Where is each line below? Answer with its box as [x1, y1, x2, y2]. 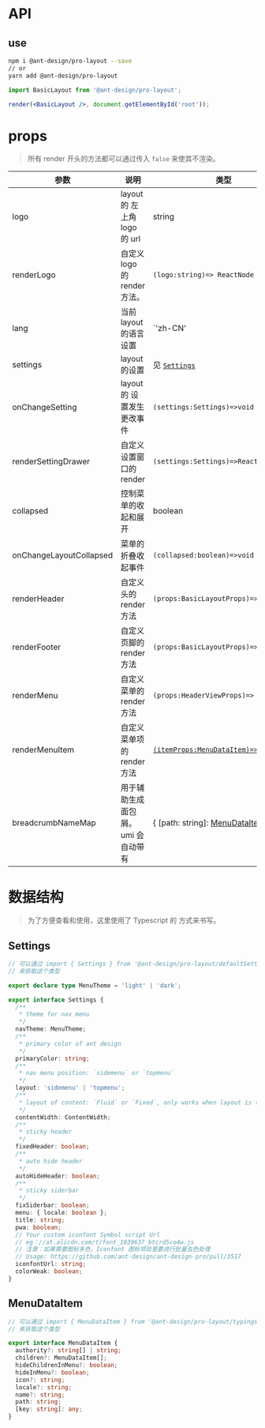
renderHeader [12, 593, 65, 604]
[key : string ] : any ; [15, 1405, 83, 1414]
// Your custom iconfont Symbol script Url [15, 1231, 160, 1238]
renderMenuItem [12, 744, 75, 755]
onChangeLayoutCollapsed [12, 550, 113, 561]
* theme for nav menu [18, 1010, 90, 1019]
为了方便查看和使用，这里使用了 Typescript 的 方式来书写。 [27, 915, 221, 925]
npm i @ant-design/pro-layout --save [8, 57, 132, 65]
